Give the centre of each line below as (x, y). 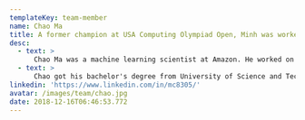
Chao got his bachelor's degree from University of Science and (157, 77)
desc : (20, 43)
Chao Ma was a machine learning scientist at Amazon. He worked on (164, 60)
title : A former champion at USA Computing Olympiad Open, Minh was (142, 34)
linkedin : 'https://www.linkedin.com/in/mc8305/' (105, 85)
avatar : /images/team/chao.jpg (69, 93)
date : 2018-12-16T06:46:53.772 (69, 102)
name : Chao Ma (36, 26)
